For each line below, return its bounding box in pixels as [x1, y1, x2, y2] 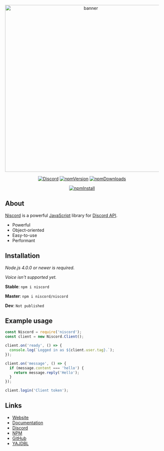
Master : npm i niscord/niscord [5, 293, 68, 299]
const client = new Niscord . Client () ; [5, 334, 84, 339]
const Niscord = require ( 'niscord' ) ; [5, 330, 82, 335]
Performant [12, 237, 35, 243]
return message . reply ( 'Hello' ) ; [14, 370, 80, 375]
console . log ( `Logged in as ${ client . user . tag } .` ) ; [9, 348, 115, 353]
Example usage [5, 317, 53, 325]
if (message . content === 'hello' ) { [9, 365, 84, 370]
